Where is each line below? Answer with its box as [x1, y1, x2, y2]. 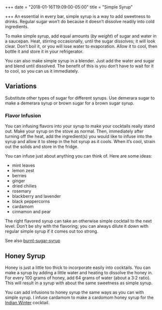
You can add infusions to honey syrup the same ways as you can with [5, 289, 144, 295]
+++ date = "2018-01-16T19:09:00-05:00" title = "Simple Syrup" [5, 4, 133, 10]
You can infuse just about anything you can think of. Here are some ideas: [5, 153, 152, 159]
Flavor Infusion [5, 112, 41, 119]
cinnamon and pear [12, 209, 51, 215]
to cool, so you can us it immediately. [5, 68, 79, 74]
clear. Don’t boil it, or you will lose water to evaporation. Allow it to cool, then [5, 44, 158, 49]
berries [12, 173, 27, 178]
